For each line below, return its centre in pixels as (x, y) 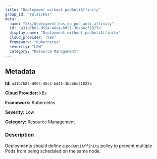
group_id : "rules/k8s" (28, 14)
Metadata (20, 71)
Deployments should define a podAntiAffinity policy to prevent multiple (79, 146)
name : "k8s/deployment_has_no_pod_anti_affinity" (62, 24)
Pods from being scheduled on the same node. (53, 151)
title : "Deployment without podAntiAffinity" (53, 10)
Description (20, 135)
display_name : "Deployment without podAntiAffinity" (65, 33)
